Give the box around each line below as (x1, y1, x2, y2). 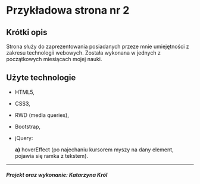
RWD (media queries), (14, 111, 70, 119)
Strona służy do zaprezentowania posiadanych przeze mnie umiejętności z (6, 43, 189, 50)
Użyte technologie (6, 72, 76, 83)
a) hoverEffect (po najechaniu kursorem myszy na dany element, (14, 146, 174, 153)
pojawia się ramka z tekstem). (14, 152, 88, 159)
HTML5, (14, 88, 35, 96)
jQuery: (14, 134, 33, 141)
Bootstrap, (14, 123, 40, 130)
